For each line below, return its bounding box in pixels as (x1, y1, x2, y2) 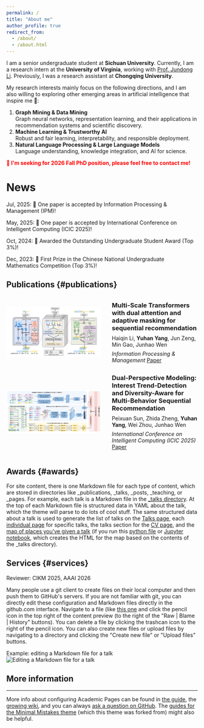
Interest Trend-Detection (112, 381, 187, 389)
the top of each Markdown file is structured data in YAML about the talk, (6, 502, 187, 509)
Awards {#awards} (6, 466, 79, 477)
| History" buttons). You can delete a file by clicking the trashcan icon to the (6, 618, 196, 626)
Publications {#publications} (6, 280, 118, 290)
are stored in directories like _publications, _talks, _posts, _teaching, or (6, 488, 183, 496)
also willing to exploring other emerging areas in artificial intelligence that (6, 91, 189, 97)
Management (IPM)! (6, 207, 56, 214)
